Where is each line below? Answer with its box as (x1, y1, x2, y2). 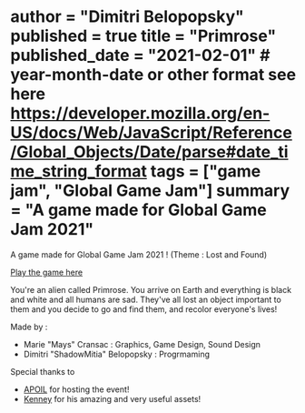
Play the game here (10, 267, 84, 277)
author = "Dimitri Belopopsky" (10, 6, 244, 27)
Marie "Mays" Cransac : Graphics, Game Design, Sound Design (23, 338, 261, 349)
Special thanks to (10, 366, 75, 377)
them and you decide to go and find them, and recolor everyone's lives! (10, 303, 278, 315)
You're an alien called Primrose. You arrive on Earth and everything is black (10, 284, 292, 295)
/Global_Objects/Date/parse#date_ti (10, 142, 289, 163)
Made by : (10, 321, 48, 332)
